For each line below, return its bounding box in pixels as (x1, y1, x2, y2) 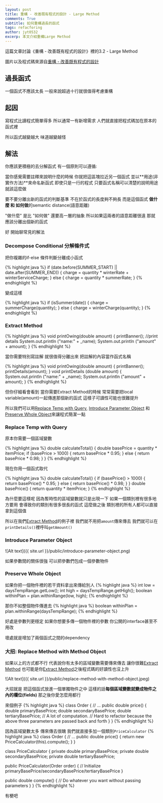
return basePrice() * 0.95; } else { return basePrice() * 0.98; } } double (5, 481, 146, 486)
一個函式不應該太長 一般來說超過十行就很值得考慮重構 (5, 88, 113, 94)
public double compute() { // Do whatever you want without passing (5, 778, 141, 784)
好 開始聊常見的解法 (5, 229, 45, 235)
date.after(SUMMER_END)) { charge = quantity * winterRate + (5, 269, 129, 275)
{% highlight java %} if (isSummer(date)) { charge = (5, 299, 109, 305)
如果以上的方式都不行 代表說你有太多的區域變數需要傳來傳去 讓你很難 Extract (5, 660, 158, 666)
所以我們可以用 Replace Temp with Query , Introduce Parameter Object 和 (5, 405, 150, 411)
